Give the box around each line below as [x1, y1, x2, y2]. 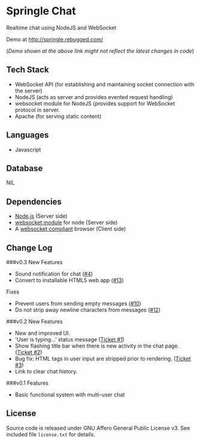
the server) [14, 87, 43, 94]
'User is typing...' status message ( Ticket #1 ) [14, 336, 125, 343]
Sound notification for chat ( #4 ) [14, 270, 93, 277]
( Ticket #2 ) [14, 349, 43, 355]
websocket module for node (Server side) [14, 219, 118, 226]
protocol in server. [14, 106, 60, 113]
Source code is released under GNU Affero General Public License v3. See [6, 424, 190, 432]
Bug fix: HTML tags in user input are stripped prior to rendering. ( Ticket [14, 355, 191, 362]
